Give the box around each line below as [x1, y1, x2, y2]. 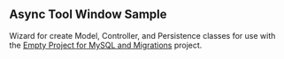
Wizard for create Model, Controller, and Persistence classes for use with [9, 30, 276, 41]
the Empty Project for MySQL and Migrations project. [9, 40, 203, 50]
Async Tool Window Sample [9, 7, 167, 22]
